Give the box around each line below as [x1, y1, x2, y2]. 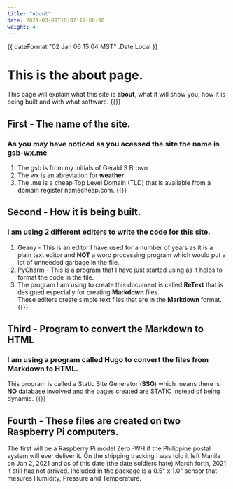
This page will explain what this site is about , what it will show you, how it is [7, 90, 226, 99]
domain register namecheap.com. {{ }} [17, 186, 127, 194]
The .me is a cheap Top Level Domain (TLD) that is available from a [17, 179, 211, 186]
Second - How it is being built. [7, 206, 141, 218]
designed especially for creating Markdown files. [17, 288, 160, 296]
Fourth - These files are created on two [7, 415, 181, 427]
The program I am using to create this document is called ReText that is [17, 280, 224, 289]
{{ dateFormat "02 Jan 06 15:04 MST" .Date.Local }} [7, 43, 158, 51]
